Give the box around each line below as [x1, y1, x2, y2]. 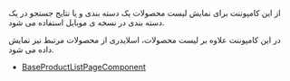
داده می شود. [8, 44, 54, 55]
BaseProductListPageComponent [21, 62, 147, 72]
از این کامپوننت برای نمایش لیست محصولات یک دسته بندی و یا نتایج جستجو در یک [8, 8, 282, 18]
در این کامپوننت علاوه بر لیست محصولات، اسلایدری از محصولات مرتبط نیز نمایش [8, 35, 282, 45]
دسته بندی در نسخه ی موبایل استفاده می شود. [8, 17, 165, 28]
